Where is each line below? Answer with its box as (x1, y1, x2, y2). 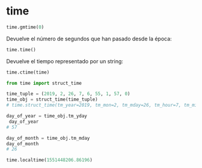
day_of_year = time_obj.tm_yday (6, 113, 87, 119)
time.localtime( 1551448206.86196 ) (6, 157, 93, 163)
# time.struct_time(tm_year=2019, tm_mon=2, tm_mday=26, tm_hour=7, (6, 102, 182, 108)
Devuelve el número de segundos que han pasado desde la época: (6, 35, 173, 42)
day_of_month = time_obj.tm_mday (6, 135, 90, 141)
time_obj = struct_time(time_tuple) (6, 96, 98, 103)
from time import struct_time (6, 80, 82, 86)
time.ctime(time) (6, 69, 50, 75)
